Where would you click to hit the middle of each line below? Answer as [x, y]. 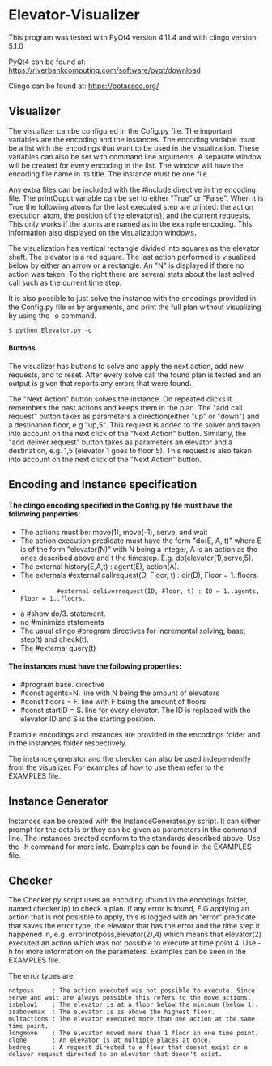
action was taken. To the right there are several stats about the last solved [132, 274]
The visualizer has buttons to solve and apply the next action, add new [126, 366]
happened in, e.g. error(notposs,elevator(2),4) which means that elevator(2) [135, 934]
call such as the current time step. [65, 282]
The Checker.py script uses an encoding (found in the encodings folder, [128, 900]
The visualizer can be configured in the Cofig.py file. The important [121, 130]
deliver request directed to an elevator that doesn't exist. [115, 1055]
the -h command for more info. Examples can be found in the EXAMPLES [130, 847]
